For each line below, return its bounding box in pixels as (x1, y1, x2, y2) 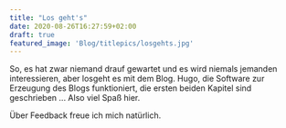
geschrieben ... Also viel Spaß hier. (9, 93, 141, 103)
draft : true (9, 30, 55, 39)
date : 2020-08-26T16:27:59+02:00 (9, 22, 137, 31)
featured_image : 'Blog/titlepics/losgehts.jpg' (9, 38, 195, 48)
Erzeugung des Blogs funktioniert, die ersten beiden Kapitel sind (9, 83, 252, 94)
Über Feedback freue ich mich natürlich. (9, 110, 162, 121)
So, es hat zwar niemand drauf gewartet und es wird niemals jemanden (9, 64, 278, 74)
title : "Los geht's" (9, 13, 89, 23)
